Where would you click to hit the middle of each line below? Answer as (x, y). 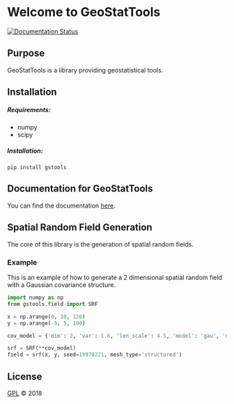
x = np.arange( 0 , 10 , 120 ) (46, 317)
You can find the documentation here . (62, 205)
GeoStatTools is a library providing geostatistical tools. (85, 70)
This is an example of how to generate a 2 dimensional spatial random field (115, 277)
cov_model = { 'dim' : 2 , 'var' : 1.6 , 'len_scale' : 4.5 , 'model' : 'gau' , (113, 336)
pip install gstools (37, 168)
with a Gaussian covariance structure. (62, 285)
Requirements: (29, 109)
